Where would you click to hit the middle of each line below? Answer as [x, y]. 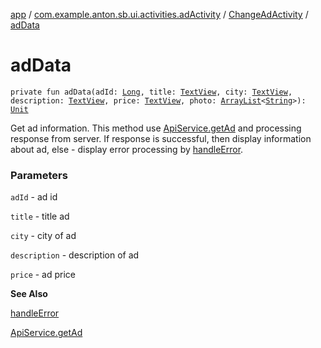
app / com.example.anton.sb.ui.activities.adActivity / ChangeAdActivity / [159, 14]
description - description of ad [75, 255]
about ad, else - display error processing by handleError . [127, 149]
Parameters [39, 175]
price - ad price [43, 275]
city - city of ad [43, 236]
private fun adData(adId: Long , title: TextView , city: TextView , [151, 92]
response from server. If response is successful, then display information [161, 138]
